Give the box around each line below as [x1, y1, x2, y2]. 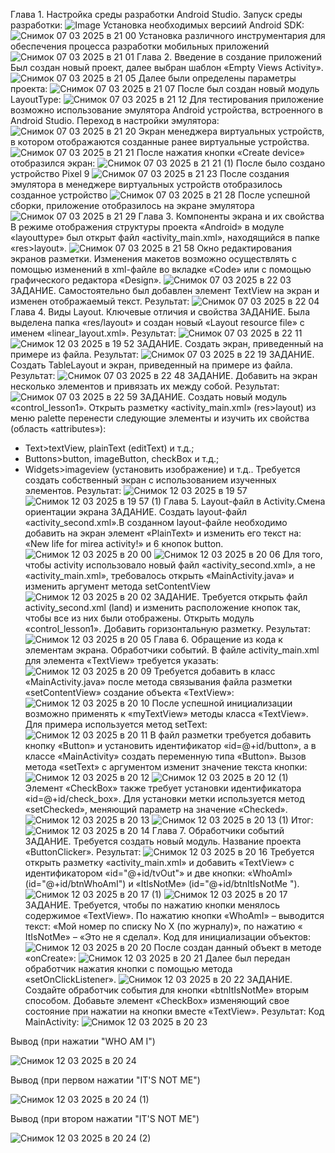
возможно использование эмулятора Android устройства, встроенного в [10, 104, 323, 116]
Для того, [282, 549, 323, 560]
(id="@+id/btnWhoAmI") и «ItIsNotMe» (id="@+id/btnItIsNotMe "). [24, 878, 300, 889]
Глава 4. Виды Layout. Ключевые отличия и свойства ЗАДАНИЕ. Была [10, 306, 311, 318]
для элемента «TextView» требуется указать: [24, 655, 219, 666]
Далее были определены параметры [138, 72, 297, 84]
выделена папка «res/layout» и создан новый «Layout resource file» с [10, 317, 305, 328]
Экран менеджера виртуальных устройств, [138, 125, 325, 137]
